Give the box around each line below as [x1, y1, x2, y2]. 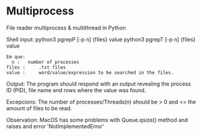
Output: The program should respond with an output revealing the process [6, 80, 191, 87]
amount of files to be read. [6, 104, 72, 112]
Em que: [6, 54, 26, 60]
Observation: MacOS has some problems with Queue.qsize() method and [6, 116, 188, 123]
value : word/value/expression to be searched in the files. [6, 69, 174, 76]
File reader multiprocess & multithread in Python [6, 24, 127, 31]
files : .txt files [6, 64, 66, 70]
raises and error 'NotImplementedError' [6, 122, 104, 130]
